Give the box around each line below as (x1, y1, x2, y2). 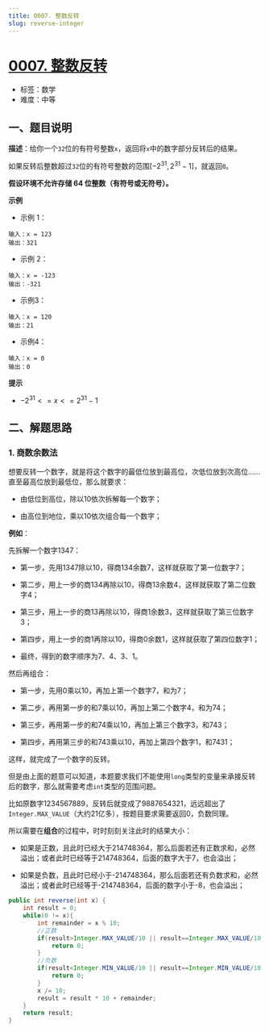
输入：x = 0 (8, 354, 45, 362)
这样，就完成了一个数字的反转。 (8, 754, 114, 764)
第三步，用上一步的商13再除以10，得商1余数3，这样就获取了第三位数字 (19, 607, 255, 617)
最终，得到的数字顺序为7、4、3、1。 (19, 651, 143, 662)
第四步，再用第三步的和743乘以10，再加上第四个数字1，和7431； (19, 737, 235, 747)
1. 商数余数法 (8, 447, 58, 458)
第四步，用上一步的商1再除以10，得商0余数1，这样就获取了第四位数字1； (19, 634, 260, 644)
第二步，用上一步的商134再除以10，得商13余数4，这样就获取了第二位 (19, 580, 250, 590)
